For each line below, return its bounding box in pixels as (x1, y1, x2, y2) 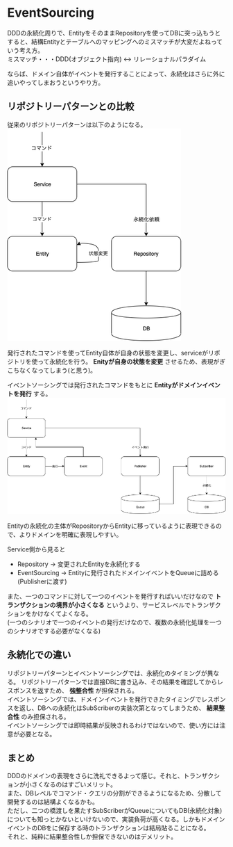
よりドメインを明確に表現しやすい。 (19, 530, 123, 538)
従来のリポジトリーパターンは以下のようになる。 (7, 120, 147, 129)
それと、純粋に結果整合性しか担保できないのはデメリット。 (7, 832, 178, 841)
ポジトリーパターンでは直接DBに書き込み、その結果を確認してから (26, 677, 217, 686)
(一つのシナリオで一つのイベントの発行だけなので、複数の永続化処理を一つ (7, 618, 222, 627)
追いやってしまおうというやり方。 (7, 78, 105, 86)
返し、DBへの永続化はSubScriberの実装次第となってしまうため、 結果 (19, 704, 219, 712)
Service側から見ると (7, 544, 66, 554)
